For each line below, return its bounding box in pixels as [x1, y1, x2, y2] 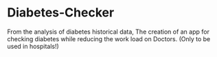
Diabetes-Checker [7, 5, 115, 21]
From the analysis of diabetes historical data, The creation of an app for [7, 27, 209, 36]
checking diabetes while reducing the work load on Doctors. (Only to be [7, 34, 211, 43]
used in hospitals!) [7, 42, 60, 50]
